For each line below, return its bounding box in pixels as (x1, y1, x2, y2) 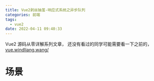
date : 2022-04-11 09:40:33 (5, 26, 62, 32)
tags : (5, 17, 17, 22)
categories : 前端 (5, 12, 41, 17)
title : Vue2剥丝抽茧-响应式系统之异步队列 (5, 7, 86, 13)
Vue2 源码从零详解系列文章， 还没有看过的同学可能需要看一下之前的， (5, 41, 152, 47)
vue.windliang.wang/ (5, 47, 49, 53)
